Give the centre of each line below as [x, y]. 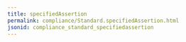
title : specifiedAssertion [47, 14]
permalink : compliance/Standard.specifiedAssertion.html [93, 21]
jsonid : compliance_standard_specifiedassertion [81, 27]
